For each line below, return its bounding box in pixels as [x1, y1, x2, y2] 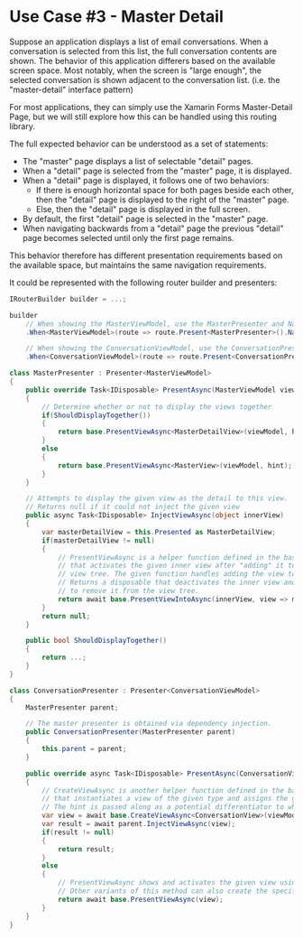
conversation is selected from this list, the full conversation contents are [9, 45, 278, 56]
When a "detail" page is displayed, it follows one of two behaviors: [22, 174, 270, 186]
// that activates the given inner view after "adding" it [57, 562, 284, 571]
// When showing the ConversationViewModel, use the [25, 344, 228, 353]
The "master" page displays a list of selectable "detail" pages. [22, 155, 254, 166]
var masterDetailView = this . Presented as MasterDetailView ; [41, 527, 277, 536]
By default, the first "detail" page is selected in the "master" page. [22, 213, 269, 224]
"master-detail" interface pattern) [9, 84, 133, 95]
